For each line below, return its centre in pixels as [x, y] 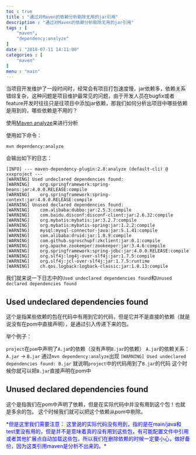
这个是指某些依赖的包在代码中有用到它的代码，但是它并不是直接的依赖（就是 [98, 317]
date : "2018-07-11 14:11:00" [43, 50]
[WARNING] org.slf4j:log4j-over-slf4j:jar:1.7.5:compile [81, 256]
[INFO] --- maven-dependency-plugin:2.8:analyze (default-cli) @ [87, 169]
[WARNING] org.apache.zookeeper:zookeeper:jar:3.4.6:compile [86, 246]
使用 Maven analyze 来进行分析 [42, 123]
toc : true [19, 11]
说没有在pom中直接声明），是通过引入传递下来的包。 [69, 324]
